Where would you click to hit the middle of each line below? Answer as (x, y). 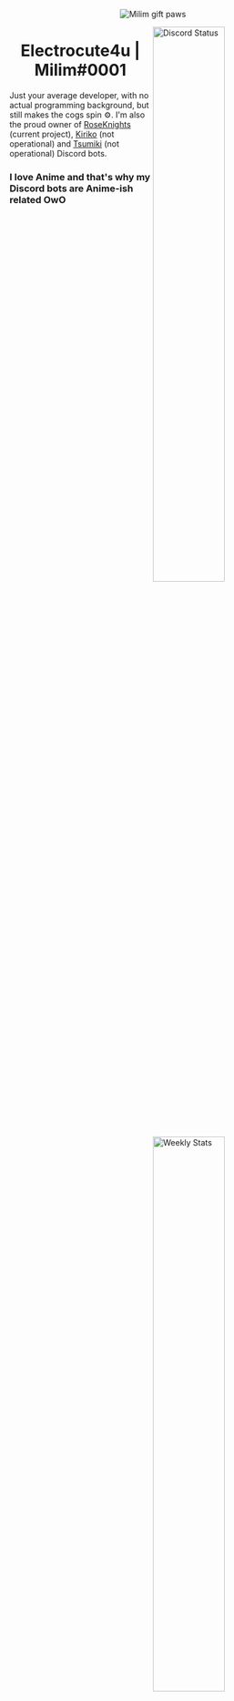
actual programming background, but (79, 105)
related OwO (38, 199)
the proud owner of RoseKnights (71, 124)
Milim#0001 (81, 71)
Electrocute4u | (81, 51)
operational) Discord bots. (58, 153)
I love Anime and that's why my (80, 177)
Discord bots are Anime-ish (71, 188)
